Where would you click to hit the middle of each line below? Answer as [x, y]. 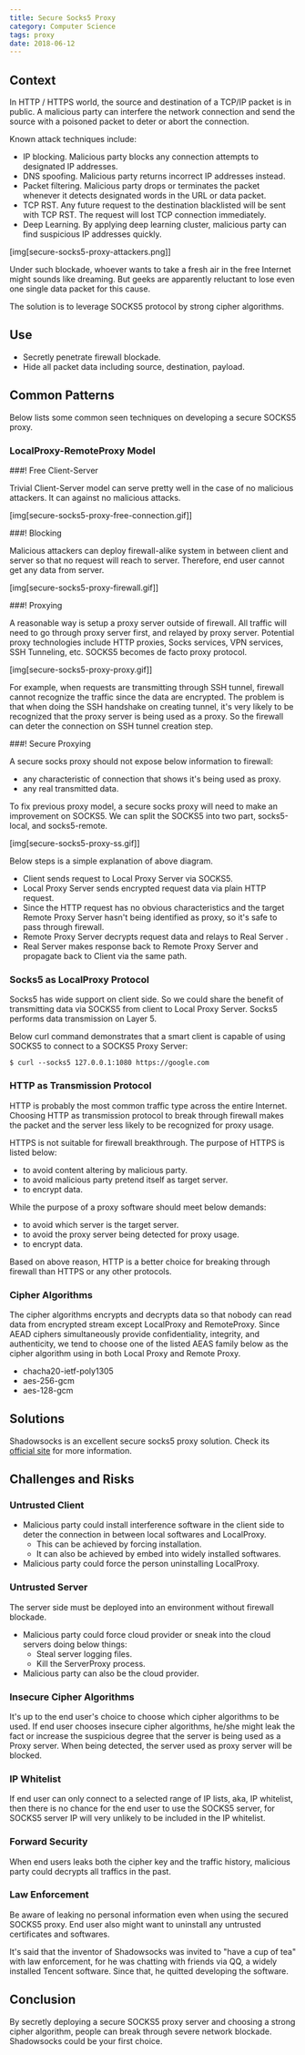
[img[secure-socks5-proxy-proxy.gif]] [81, 670]
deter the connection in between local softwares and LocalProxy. [144, 1535]
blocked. [26, 1755]
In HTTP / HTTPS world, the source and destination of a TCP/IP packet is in [151, 102]
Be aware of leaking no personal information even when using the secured [149, 1915]
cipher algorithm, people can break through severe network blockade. [141, 2031]
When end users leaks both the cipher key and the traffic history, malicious [150, 1861]
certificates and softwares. [60, 1934]
